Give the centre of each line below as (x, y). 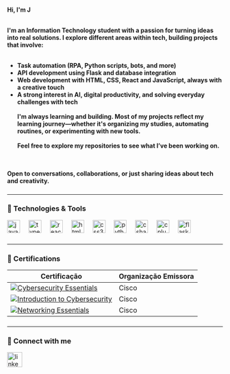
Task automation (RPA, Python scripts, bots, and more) (97, 65)
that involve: (25, 45)
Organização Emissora (156, 277)
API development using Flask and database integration (97, 73)
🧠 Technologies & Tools (47, 209)
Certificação (61, 277)
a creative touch (41, 87)
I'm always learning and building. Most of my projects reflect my (110, 116)
